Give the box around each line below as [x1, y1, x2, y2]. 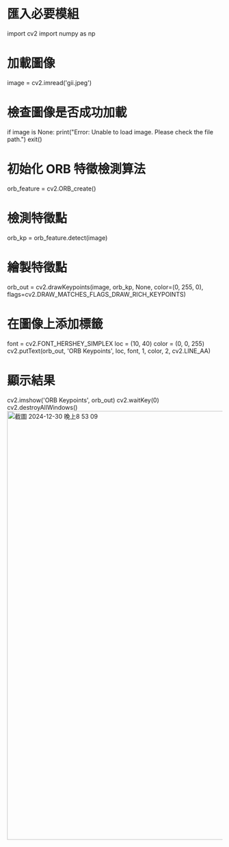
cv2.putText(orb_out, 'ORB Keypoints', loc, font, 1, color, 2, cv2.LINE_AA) [7, 347, 211, 355]
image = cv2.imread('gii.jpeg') [7, 78, 92, 86]
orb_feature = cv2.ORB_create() [7, 184, 96, 193]
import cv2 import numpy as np [7, 29, 96, 38]
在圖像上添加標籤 [7, 316, 104, 332]
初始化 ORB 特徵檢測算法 [7, 162, 146, 177]
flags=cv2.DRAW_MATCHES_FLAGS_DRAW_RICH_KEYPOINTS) [7, 290, 187, 298]
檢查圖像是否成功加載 [7, 105, 128, 121]
